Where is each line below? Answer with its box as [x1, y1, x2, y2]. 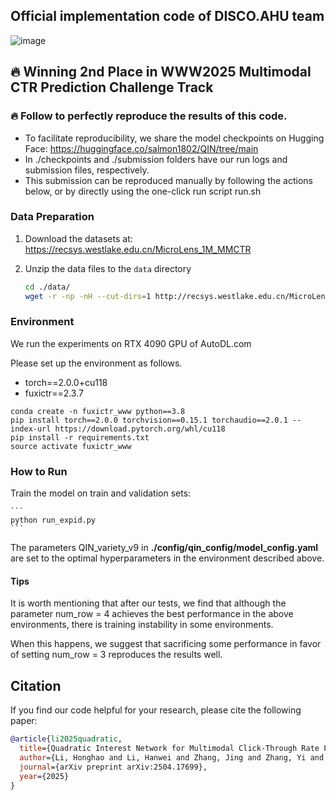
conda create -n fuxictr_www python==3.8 [10, 406, 186, 416]
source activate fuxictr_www [10, 441, 132, 451]
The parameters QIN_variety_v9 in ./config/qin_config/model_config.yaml [10, 542, 319, 554]
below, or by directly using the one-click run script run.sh [24, 185, 262, 197]
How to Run [10, 464, 68, 478]
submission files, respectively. [24, 164, 150, 176]
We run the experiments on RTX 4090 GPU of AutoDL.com [10, 337, 252, 349]
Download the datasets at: [24, 232, 133, 244]
